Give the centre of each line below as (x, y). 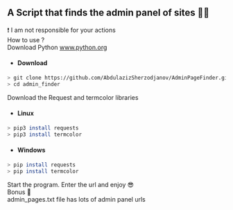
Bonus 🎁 (19, 192)
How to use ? (26, 40)
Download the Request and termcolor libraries (73, 97)
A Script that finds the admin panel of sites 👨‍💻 (109, 13)
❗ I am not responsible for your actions (61, 30)
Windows (31, 150)
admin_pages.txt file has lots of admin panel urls (76, 199)
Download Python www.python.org (57, 47)
